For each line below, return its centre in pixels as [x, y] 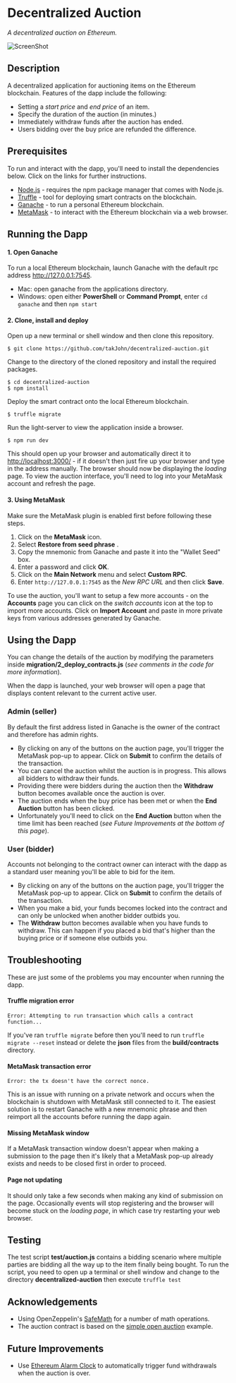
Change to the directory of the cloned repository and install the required [112, 362]
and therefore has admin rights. [53, 734]
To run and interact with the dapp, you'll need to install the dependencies [113, 168]
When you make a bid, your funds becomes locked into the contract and [122, 908]
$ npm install [28, 389]
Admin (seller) [32, 712]
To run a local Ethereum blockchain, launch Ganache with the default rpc [113, 268]
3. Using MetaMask [36, 500]
